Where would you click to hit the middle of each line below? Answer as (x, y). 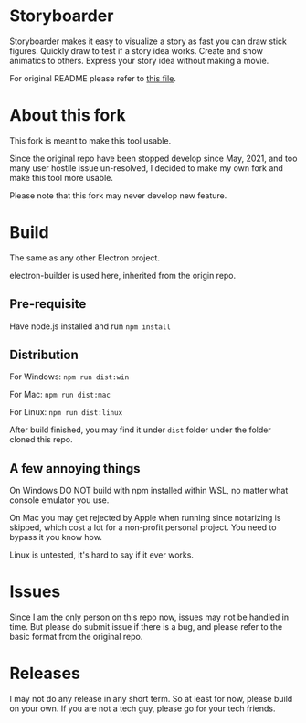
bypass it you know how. (56, 537)
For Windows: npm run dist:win (69, 377)
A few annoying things (75, 468)
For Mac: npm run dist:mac (60, 395)
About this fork (68, 116)
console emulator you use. (59, 500)
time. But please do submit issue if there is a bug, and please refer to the (146, 627)
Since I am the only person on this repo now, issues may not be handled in (149, 617)
